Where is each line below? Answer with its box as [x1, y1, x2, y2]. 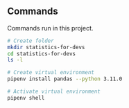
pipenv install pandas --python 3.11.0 [7, 75, 123, 82]
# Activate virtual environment [7, 88, 101, 96]
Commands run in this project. [7, 24, 94, 32]
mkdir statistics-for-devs [7, 44, 85, 51]
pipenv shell [7, 94, 45, 101]
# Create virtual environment [7, 69, 95, 76]
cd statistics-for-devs [7, 50, 76, 57]
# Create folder [7, 37, 54, 44]
